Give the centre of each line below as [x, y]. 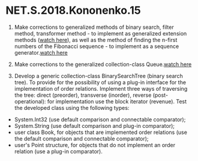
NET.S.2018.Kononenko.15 [73, 11]
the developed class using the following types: [72, 108]
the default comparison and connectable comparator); [81, 138]
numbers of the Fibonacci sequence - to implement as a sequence [97, 46]
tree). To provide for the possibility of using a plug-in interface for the [100, 82]
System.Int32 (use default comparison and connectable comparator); [100, 119]
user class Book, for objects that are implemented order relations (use [100, 132]
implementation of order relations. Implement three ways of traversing [101, 88]
